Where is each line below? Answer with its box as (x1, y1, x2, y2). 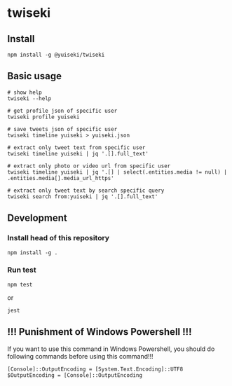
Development (7, 212, 68, 224)
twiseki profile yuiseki (7, 113, 80, 120)
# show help (7, 89, 42, 96)
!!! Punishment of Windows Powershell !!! (7, 326, 192, 338)
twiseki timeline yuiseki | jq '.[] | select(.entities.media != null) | (7, 168, 228, 176)
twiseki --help (7, 95, 52, 102)
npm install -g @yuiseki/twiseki (7, 51, 105, 58)
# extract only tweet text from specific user (7, 144, 146, 151)
